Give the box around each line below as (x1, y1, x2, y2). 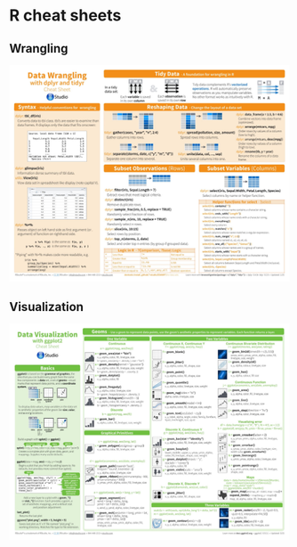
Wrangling (9, 41, 68, 56)
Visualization (9, 299, 84, 314)
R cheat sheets (9, 5, 122, 26)
